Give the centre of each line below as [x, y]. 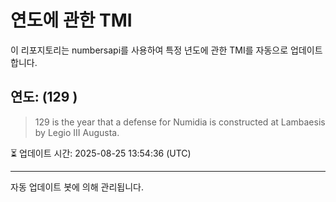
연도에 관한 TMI [71, 20]
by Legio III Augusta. [77, 132]
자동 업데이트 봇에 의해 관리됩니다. [77, 187]
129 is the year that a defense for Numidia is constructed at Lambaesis [180, 122]
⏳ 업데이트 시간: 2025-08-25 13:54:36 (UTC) [101, 153]
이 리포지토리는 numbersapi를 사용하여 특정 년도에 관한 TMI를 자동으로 [149, 50]
